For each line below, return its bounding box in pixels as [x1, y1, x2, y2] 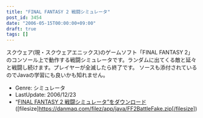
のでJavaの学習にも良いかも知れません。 [6, 71, 108, 79]
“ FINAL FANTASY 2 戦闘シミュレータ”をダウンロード [15, 98, 147, 106]
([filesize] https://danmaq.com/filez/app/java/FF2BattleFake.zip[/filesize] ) [15, 105, 198, 113]
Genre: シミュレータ [15, 84, 65, 91]
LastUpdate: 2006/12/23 [15, 91, 76, 99]
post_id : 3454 [6, 15, 42, 21]
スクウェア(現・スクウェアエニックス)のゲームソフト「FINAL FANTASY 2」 [6, 49, 194, 56]
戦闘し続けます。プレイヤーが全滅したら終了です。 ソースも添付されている [11, 64, 198, 71]
